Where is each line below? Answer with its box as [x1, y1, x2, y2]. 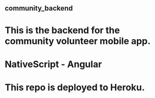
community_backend [5, 4, 73, 13]
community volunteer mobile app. [5, 35, 151, 47]
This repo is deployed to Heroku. [5, 81, 145, 93]
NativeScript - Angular [5, 58, 102, 70]
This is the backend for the [5, 24, 120, 36]
